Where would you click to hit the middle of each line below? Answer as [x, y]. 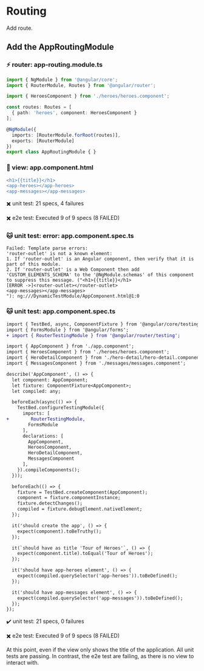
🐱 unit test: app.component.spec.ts [61, 312]
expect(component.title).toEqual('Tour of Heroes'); [85, 554]
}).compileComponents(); [49, 470]
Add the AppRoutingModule [60, 47]
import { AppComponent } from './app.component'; [70, 346]
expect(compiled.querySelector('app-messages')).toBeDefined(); [100, 598]
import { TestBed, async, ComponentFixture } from [72, 324]
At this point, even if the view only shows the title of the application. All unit [100, 650]
